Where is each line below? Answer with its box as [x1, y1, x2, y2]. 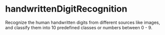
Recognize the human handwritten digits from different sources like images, [5, 19, 161, 25]
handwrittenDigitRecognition [5, 3, 128, 15]
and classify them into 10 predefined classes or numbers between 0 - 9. [5, 24, 153, 30]
